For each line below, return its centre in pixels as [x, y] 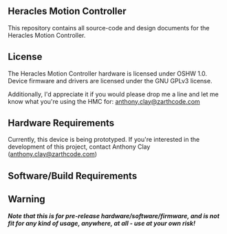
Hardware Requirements [61, 123]
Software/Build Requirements [73, 176]
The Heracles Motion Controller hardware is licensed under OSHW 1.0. [108, 73]
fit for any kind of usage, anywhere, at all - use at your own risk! [101, 223]
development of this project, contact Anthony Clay [79, 147]
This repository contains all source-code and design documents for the [109, 28]
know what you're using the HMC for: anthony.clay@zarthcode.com [104, 101]
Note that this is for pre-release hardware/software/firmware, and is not [113, 215]
